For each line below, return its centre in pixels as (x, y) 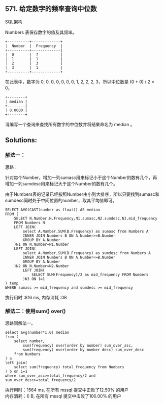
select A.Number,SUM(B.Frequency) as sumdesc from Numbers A (87, 253)
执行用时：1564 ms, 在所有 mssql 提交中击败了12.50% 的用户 (67, 390)
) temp (12, 283)
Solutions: (21, 140)
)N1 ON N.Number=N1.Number (42, 244)
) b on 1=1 (16, 371)
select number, (30, 341)
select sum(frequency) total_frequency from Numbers (69, 367)
